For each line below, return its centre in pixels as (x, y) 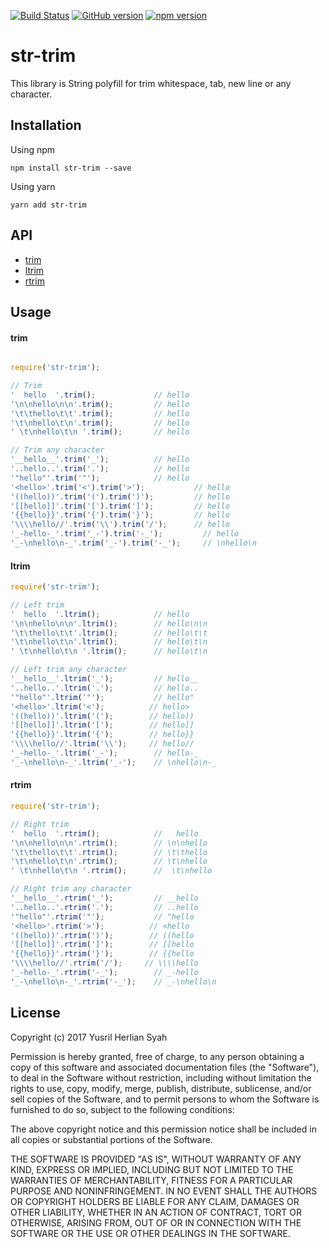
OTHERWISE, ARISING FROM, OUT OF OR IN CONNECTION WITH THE (156, 1222)
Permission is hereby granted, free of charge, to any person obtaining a (157, 1056)
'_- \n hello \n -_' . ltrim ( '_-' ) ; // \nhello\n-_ (113, 762)
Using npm (33, 149)
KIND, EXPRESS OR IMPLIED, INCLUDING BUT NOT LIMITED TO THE (152, 1169)
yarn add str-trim (48, 205)
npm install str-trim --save (71, 168)
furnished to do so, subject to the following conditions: (122, 1109)
